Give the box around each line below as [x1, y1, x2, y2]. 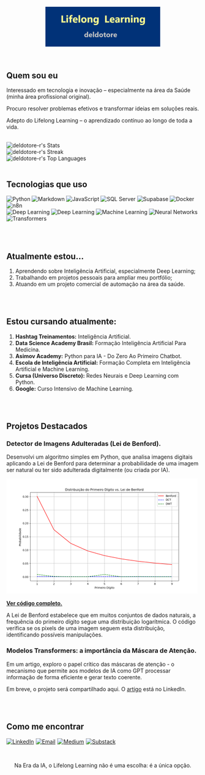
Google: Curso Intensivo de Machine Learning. [15, 384, 133, 392]
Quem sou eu [6, 70, 58, 80]
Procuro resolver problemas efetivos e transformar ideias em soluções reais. [6, 105, 199, 112]
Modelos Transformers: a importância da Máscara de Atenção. [6, 646, 197, 655]
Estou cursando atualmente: [6, 316, 117, 327]
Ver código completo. [6, 600, 62, 607]
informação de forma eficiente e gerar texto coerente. [6, 673, 143, 681]
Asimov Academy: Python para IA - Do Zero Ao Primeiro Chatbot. [15, 352, 182, 359]
